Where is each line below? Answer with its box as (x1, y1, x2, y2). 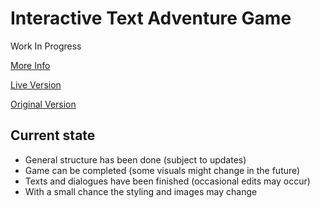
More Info (10, 59, 51, 71)
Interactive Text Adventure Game (10, 7, 292, 30)
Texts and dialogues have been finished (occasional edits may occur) (24, 175, 311, 187)
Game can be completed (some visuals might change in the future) (24, 164, 301, 176)
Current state (10, 127, 96, 144)
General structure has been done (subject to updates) (24, 153, 247, 166)
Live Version (10, 78, 62, 91)
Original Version (10, 98, 77, 110)
